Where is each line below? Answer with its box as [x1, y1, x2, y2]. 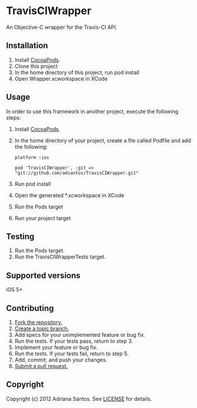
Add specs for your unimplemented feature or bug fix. [14, 331, 146, 338]
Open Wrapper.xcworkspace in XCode [14, 75, 108, 82]
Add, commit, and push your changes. [14, 356, 108, 363]
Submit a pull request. [14, 363, 68, 369]
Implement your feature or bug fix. [14, 344, 98, 351]
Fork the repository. [14, 319, 63, 326]
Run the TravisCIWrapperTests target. [14, 253, 106, 260]
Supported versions [6, 270, 81, 280]
